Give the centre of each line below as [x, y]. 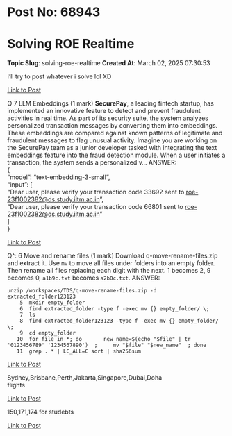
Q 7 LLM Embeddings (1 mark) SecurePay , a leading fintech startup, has [110, 103]
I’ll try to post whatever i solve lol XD [59, 76]
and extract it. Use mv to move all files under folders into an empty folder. [111, 263]
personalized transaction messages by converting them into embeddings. [113, 126]
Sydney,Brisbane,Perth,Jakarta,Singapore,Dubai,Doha [85, 378]
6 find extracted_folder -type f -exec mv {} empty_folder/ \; [115, 309]
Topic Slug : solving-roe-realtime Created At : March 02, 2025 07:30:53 [109, 63]
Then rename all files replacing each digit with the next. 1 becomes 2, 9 [109, 271]
